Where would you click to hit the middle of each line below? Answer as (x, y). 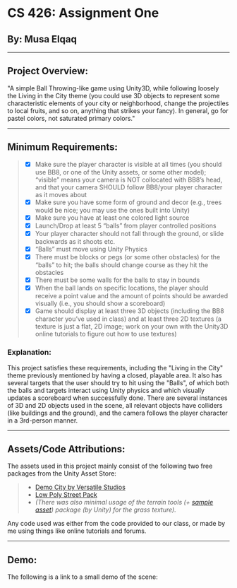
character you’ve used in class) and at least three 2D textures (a (128, 319)
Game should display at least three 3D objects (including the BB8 (129, 311)
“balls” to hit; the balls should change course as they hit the (122, 265)
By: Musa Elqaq (42, 39)
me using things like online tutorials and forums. (77, 531)
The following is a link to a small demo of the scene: (83, 577)
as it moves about (61, 194)
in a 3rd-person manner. (43, 420)
